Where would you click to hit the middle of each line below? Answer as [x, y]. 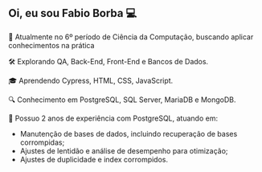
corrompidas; [42, 142]
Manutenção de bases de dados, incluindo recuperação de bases [129, 133]
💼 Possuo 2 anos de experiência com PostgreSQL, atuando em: [113, 118]
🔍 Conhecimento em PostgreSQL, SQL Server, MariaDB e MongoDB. [122, 100]
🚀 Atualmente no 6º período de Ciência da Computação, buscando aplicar [131, 37]
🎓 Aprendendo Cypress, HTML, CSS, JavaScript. [91, 80]
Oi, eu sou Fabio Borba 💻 [73, 13]
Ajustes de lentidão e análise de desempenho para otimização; [124, 150]
